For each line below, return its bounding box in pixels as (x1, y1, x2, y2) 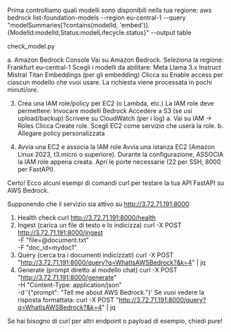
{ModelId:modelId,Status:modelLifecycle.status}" (7, 28, 150, 37)
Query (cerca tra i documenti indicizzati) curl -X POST (17, 251, 174, 259)
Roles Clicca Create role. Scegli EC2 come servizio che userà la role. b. (17, 122, 223, 129)
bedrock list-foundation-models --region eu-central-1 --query (7, 13, 186, 22)
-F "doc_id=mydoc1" (17, 243, 77, 252)
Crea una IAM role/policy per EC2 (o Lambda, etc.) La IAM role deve (17, 99, 214, 108)
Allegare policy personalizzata (17, 129, 105, 137)
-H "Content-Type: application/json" (17, 281, 122, 289)
